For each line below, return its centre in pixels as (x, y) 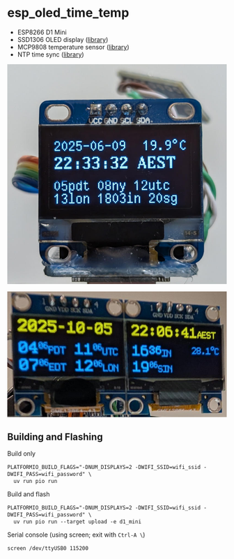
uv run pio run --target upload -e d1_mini (77, 522)
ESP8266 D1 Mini (42, 32)
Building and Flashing (55, 437)
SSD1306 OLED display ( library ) (63, 39)
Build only (22, 454)
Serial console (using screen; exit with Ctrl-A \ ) (76, 535)
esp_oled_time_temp (68, 13)
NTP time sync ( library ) (51, 54)
